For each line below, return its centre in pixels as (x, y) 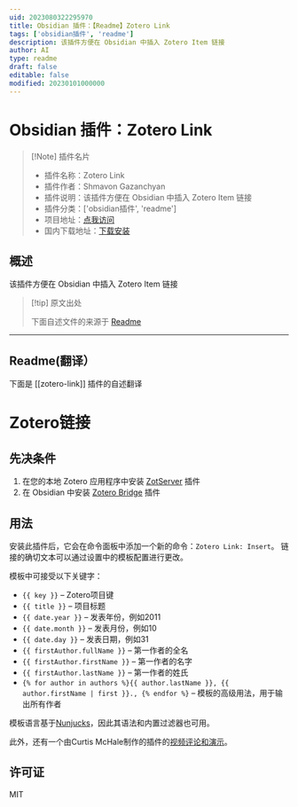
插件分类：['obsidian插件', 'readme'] (110, 208)
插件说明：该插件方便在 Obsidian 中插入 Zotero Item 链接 (148, 197)
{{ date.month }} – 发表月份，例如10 (89, 628)
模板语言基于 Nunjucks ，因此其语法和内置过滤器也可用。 (112, 723)
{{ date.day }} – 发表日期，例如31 (85, 639)
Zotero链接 (50, 423)
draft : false (33, 67)
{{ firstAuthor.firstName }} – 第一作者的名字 (107, 661)
